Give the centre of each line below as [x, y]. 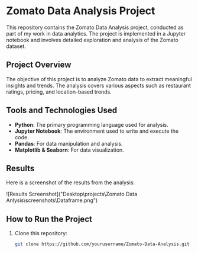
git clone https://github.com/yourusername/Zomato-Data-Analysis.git [102, 244]
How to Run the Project [49, 219]
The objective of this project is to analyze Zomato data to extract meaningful [99, 79]
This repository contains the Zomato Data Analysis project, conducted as [95, 27]
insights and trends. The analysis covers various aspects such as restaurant [98, 85]
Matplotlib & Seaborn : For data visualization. [69, 150]
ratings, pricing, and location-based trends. [59, 92]
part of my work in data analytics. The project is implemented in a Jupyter [96, 33]
